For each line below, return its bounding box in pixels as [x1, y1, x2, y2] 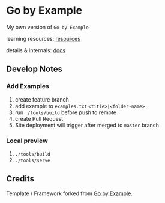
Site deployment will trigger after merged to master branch [14, 121, 160, 129]
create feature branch [14, 95, 69, 103]
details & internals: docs [6, 46, 66, 54]
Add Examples [6, 82, 49, 91]
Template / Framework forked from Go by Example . [6, 190, 133, 197]
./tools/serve [14, 157, 50, 163]
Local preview [6, 136, 48, 145]
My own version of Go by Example [6, 23, 89, 31]
